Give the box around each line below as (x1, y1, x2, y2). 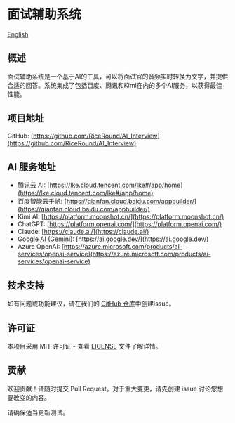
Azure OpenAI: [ (17, 242, 65, 251)
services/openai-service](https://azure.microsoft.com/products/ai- (17, 250, 212, 259)
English (7, 30, 29, 39)
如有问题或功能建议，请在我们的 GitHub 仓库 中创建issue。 (7, 299, 175, 308)
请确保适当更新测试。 (7, 408, 69, 417)
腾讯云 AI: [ (17, 181, 51, 190)
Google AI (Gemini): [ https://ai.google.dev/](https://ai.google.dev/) (17, 235, 209, 243)
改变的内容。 (13, 393, 51, 401)
